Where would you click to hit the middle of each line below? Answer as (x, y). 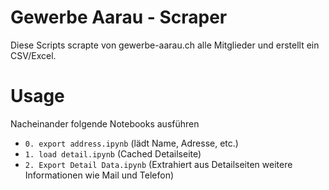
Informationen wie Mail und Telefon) (99, 175)
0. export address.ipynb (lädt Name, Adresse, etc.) (131, 143)
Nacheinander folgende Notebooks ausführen (105, 123)
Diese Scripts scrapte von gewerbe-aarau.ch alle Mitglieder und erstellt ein (165, 45)
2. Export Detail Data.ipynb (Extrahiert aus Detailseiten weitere (158, 164)
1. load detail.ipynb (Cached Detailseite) (113, 153)
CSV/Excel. (33, 55)
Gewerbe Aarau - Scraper (119, 17)
